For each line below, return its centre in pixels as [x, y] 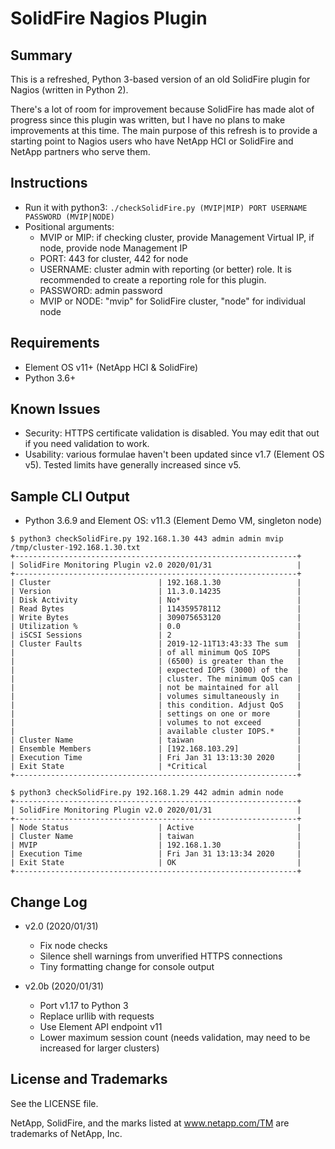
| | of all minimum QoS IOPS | [156, 653]
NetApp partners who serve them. [80, 151]
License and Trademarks [89, 1079]
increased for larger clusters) [99, 1048]
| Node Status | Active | [156, 828]
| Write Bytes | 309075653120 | [156, 618]
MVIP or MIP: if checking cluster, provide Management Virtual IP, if [177, 237]
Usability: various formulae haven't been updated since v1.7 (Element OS [174, 454]
